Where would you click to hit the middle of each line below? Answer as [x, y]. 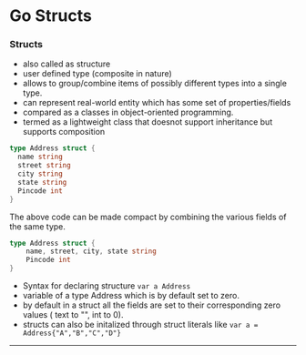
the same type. [38, 226]
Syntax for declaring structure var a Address [107, 286]
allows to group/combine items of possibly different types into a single [154, 84]
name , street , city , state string [91, 251]
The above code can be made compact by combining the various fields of [148, 217]
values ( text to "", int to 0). [73, 315]
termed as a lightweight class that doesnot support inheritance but [148, 122]
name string [41, 157]
